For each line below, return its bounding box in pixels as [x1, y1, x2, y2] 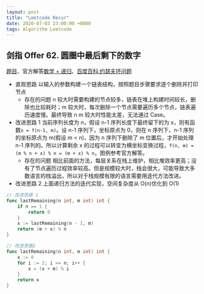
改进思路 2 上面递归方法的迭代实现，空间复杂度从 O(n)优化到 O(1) [15, 180, 180, 187]
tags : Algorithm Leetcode [6, 26, 72, 32]
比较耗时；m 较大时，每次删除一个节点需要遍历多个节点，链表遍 [35, 103, 196, 111]
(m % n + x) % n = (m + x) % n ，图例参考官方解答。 [15, 149, 148, 156]
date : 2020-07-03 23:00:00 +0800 [6, 20, 91, 26]
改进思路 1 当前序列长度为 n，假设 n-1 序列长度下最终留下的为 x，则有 [15, 119, 190, 126]
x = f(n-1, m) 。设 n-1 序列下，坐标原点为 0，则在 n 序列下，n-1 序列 [20, 127, 194, 134]
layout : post [6, 9, 40, 15]
